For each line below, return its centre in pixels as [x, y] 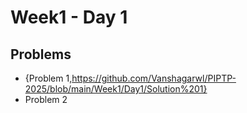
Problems [41, 54]
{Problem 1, [48, 78]
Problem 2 [46, 99]
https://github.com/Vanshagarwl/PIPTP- [154, 78]
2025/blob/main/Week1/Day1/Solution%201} [116, 89]
